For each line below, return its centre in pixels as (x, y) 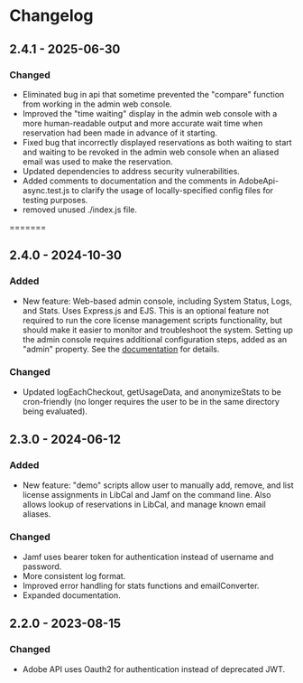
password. (42, 566)
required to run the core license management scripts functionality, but (152, 320)
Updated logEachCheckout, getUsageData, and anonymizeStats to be (151, 392)
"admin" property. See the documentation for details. (121, 349)
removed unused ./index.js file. (80, 210)
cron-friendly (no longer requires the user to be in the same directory (151, 401)
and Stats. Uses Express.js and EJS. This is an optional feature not (146, 310)
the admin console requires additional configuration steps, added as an (154, 339)
